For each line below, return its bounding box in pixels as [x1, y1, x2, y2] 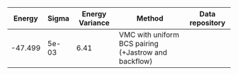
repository [189, 18, 226, 28]
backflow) [119, 57, 153, 66]
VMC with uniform [119, 30, 179, 40]
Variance [79, 18, 110, 28]
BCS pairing [119, 39, 159, 48]
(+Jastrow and [119, 47, 168, 57]
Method [136, 13, 164, 23]
